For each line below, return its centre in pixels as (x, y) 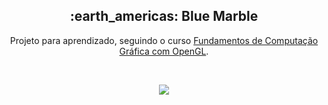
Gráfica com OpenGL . (164, 51)
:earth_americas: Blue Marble (164, 16)
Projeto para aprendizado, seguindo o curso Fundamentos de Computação (164, 40)
